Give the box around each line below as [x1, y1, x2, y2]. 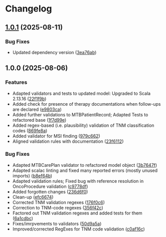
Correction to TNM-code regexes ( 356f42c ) [12, 204, 104, 210]
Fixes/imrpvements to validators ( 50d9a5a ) [12, 220, 102, 226]
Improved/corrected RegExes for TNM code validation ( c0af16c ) [12, 226, 145, 232]
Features [5, 79, 28, 86]
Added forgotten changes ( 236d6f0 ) [12, 188, 88, 194]
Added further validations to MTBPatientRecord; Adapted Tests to [12, 111, 148, 118]
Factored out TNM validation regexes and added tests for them [12, 210, 143, 216]
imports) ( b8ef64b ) [12, 172, 53, 178]
